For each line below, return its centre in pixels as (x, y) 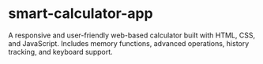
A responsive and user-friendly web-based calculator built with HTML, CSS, (131, 35)
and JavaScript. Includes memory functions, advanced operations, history (129, 43)
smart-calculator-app (81, 14)
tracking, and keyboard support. (60, 52)
